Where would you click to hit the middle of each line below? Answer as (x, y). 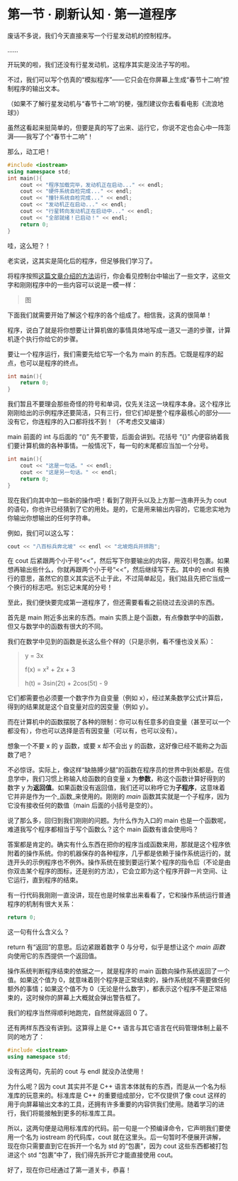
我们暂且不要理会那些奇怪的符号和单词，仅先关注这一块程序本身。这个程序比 (119, 404)
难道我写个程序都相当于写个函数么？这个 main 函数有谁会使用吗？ (103, 829)
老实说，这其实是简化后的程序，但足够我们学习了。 (82, 261)
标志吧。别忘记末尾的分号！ (72, 588)
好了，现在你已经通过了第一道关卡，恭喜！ (69, 1170)
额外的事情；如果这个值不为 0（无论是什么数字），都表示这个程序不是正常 (114, 989)
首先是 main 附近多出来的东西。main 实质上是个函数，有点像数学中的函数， (117, 618)
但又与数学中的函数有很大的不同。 (57, 627)
